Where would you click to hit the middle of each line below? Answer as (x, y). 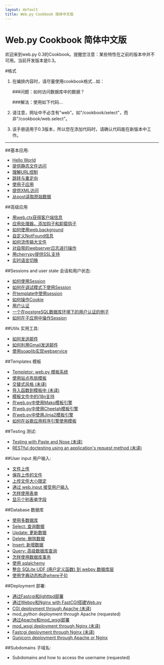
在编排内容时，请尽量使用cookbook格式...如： (58, 81)
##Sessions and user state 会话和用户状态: (48, 271)
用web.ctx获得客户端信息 (37, 217)
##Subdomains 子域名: (28, 648)
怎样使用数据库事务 (31, 557)
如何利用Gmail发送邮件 (35, 345)
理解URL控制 (25, 172)
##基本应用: (17, 151)
